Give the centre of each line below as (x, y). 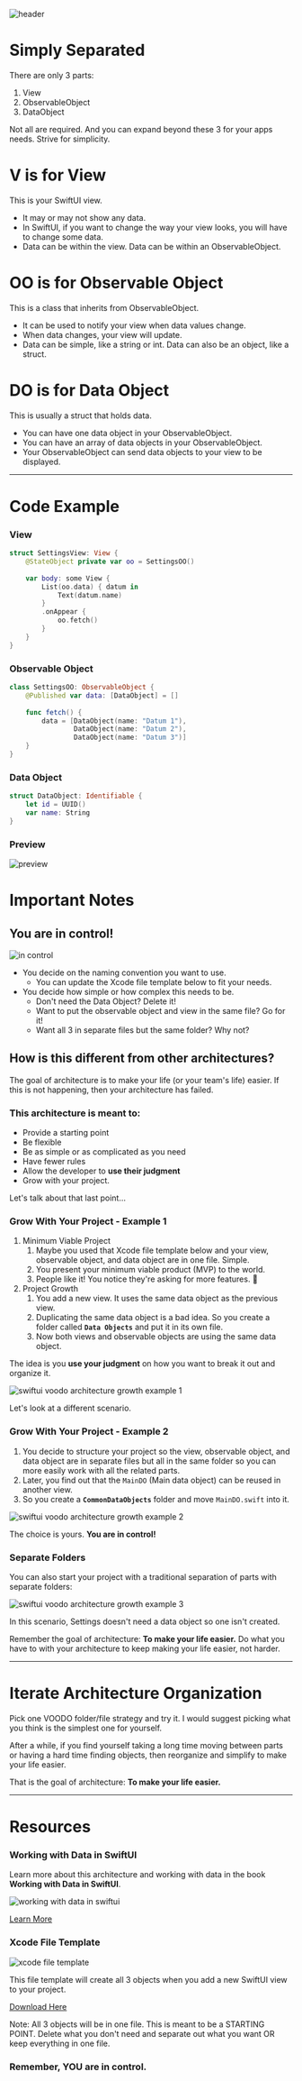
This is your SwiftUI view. (56, 200)
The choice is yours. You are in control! (83, 1534)
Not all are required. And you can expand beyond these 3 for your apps (141, 129)
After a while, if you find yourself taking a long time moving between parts (146, 1745)
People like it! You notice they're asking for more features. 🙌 (147, 1279)
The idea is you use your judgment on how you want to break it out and (142, 1364)
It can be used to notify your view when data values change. (134, 325)
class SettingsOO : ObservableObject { (82, 688)
